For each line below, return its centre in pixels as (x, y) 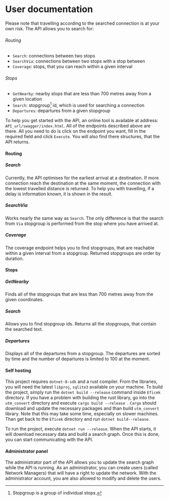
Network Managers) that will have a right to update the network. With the (81, 473)
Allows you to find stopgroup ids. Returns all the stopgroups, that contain (81, 324)
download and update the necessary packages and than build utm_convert (82, 408)
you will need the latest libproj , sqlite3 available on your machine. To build (84, 387)
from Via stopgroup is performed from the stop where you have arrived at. (82, 224)
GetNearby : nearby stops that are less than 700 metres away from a (82, 94)
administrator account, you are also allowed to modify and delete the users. (83, 478)
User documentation (49, 9)
